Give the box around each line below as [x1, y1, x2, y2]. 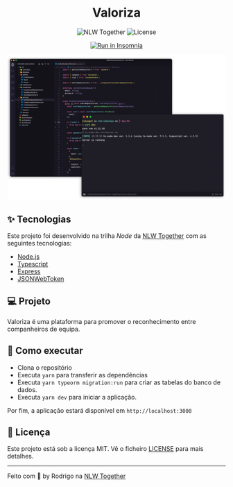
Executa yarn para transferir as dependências [17, 370, 148, 379]
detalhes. [7, 452, 34, 461]
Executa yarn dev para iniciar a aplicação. [17, 393, 137, 401]
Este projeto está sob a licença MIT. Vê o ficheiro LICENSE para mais [7, 445, 204, 453]
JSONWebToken [17, 274, 64, 282]
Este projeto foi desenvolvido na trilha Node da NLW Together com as [7, 231, 207, 240]
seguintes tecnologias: [7, 239, 72, 247]
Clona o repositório [17, 363, 73, 372]
